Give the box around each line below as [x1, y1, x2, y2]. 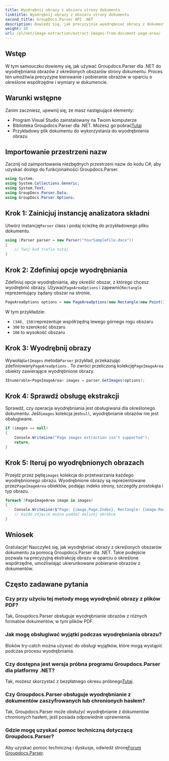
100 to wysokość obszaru [12, 329, 65, 335]
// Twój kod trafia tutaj [14, 247, 69, 252]
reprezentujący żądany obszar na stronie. [5, 290, 92, 296]
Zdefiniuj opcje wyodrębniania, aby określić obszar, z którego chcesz [5, 279, 149, 285]
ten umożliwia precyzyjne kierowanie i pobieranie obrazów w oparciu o [5, 74, 152, 80]
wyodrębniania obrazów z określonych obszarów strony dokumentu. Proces [5, 68, 163, 74]
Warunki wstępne [5, 94, 62, 103]
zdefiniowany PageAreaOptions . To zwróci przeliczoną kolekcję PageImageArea [5, 362, 163, 369]
